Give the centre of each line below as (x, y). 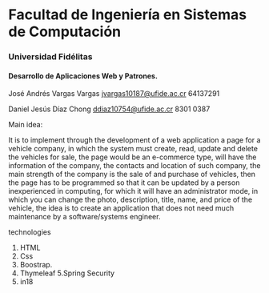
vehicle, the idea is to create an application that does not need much (121, 208)
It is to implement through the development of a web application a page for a (134, 140)
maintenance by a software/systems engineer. (84, 217)
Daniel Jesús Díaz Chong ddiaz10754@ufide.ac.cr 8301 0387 (109, 109)
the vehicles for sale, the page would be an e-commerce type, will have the (132, 157)
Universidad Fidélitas (50, 57)
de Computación (65, 32)
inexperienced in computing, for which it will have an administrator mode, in (133, 191)
